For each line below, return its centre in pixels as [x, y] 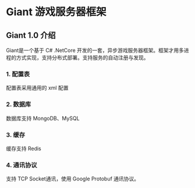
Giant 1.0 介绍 [31, 35]
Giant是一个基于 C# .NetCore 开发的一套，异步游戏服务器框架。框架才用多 [95, 50]
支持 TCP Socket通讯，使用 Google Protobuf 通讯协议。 [73, 179]
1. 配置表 [18, 74]
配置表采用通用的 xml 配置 [37, 88]
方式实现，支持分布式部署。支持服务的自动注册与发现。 [82, 58]
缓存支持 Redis [24, 148]
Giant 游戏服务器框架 [56, 12]
